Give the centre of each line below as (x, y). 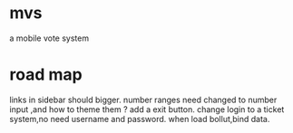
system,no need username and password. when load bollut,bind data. (140, 119)
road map (46, 75)
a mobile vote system (49, 38)
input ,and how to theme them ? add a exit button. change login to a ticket (147, 109)
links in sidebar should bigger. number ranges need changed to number (143, 100)
